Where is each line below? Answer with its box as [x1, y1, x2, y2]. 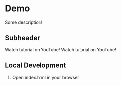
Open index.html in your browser [12, 74, 79, 80]
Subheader [5, 34, 40, 42]
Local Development [5, 61, 66, 70]
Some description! [5, 19, 42, 25]
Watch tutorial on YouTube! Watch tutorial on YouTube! [5, 46, 116, 52]
